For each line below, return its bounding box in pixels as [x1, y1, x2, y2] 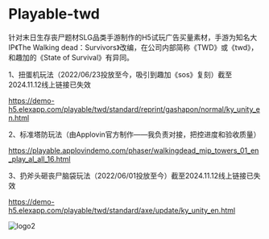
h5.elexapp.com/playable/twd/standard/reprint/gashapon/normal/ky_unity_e [8, 104, 260, 113]
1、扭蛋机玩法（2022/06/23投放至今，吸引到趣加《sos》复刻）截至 [8, 69, 233, 79]
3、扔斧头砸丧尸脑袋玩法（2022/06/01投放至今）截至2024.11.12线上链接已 [8, 171, 254, 180]
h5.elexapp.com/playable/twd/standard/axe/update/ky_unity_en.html [8, 205, 236, 215]
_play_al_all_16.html [8, 154, 71, 163]
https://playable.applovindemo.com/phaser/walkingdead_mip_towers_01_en [8, 146, 259, 155]
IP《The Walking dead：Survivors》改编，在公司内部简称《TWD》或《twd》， [8, 42, 259, 52]
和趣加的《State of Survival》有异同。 [8, 52, 134, 62]
